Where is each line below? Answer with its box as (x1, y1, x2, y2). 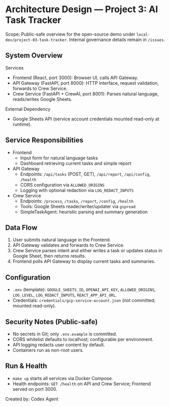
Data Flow (5, 223, 38, 232)
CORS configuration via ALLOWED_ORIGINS (20, 182, 105, 188)
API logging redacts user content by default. (12, 342, 105, 348)
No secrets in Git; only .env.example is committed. (12, 331, 117, 337)
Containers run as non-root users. (12, 347, 84, 353)
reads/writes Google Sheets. (12, 96, 73, 102)
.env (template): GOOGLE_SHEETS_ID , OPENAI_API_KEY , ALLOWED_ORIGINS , (12, 287, 156, 293)
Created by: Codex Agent (5, 396, 58, 402)
